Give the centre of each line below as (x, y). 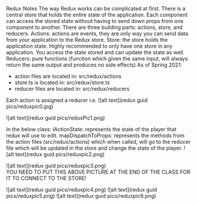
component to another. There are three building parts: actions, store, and (94, 27)
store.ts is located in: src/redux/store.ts (62, 82)
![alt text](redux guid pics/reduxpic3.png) (56, 166)
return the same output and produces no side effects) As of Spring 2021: (94, 65)
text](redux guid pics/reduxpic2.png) (60, 154)
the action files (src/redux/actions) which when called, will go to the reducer (98, 142)
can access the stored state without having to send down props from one (95, 21)
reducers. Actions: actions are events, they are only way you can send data (97, 34)
